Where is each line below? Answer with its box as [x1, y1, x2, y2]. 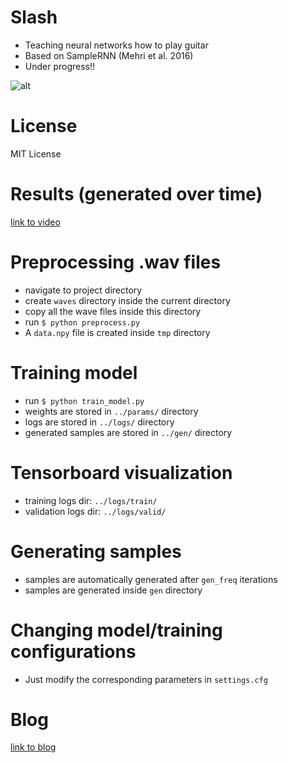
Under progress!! [24, 60, 96, 72]
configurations [10, 640, 137, 663]
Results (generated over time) [10, 183, 263, 206]
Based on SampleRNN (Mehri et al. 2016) [24, 49, 194, 61]
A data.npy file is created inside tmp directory [24, 326, 211, 338]
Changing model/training [10, 619, 223, 641]
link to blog [10, 741, 57, 753]
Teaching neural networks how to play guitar [24, 39, 209, 51]
